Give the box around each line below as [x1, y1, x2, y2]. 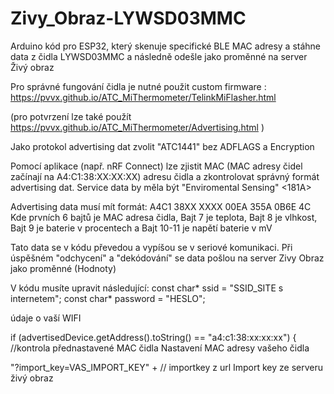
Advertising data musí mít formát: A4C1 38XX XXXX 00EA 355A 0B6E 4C [10, 200, 312, 212]
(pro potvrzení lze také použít [10, 110, 132, 122]
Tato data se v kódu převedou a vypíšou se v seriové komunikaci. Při [10, 241, 293, 253]
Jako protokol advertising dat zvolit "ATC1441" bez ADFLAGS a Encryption [10, 140, 315, 152]
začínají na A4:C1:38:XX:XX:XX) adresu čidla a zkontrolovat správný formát [10, 170, 320, 182]
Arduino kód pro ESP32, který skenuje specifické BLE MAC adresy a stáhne [10, 40, 322, 52]
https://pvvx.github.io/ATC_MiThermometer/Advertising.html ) [10, 121, 265, 133]
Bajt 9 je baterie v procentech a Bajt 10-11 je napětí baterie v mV [10, 222, 273, 234]
